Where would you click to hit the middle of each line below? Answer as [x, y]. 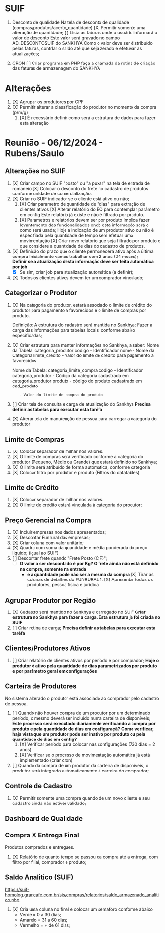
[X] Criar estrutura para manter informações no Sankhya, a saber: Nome [85, 345]
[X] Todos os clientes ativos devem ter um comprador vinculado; [78, 277]
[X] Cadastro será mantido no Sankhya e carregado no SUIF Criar [79, 612]
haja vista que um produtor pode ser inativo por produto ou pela [79, 734]
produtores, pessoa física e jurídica [63, 585]
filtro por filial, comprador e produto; [49, 862]
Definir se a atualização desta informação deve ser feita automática [83, 261]
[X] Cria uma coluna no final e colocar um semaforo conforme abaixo [82, 909]
